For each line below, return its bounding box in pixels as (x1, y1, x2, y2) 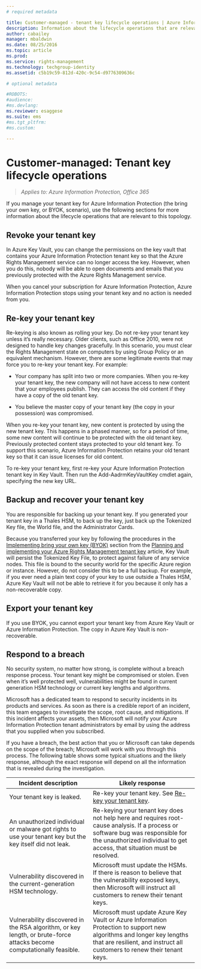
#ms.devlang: (6, 102, 39, 108)
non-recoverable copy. (6, 585, 63, 593)
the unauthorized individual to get (92, 837, 187, 845)
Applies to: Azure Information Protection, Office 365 (20, 188, 150, 195)
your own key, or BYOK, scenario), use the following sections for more (6, 206, 179, 213)
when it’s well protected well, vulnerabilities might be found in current (6, 678, 178, 685)
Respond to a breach (6, 649, 85, 659)
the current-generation (9, 880, 75, 888)
